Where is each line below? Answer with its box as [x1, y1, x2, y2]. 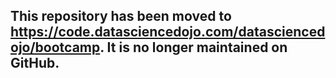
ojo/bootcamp [10, 39, 101, 56]
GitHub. [10, 55, 60, 72]
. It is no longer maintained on [99, 39, 288, 56]
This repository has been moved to [10, 8, 232, 25]
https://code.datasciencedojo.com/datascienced [10, 24, 326, 41]
